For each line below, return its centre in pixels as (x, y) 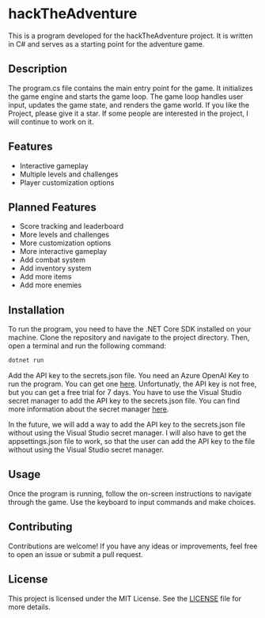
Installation (36, 310)
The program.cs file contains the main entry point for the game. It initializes (131, 88)
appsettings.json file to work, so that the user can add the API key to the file (132, 442)
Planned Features (53, 207)
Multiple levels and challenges (69, 174)
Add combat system (52, 260)
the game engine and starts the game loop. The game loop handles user (126, 97)
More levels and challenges (64, 235)
